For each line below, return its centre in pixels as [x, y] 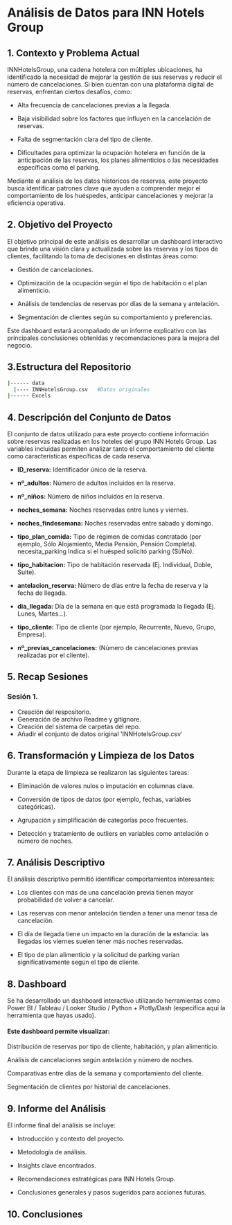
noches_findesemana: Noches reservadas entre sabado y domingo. [115, 524]
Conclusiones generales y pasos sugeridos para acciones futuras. [111, 1192]
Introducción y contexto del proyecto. [71, 1139]
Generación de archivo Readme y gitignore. [79, 719]
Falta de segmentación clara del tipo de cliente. [85, 139]
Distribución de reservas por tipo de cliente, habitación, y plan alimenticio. [113, 1046]
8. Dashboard [37, 984]
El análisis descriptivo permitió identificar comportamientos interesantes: [111, 879]
